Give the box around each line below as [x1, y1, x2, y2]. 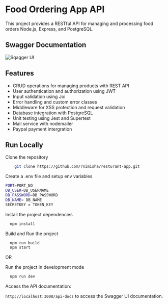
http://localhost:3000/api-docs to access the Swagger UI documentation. [5, 293, 163, 299]
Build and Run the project [5, 231, 59, 237]
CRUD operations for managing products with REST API [12, 83, 130, 89]
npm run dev [10, 274, 36, 279]
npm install [10, 221, 36, 226]
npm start [10, 245, 31, 250]
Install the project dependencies [5, 211, 73, 217]
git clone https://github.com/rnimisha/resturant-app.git [14, 164, 140, 169]
